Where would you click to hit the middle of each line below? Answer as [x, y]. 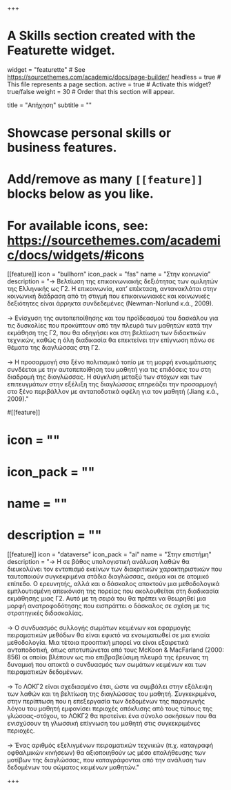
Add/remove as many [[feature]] [105, 179]
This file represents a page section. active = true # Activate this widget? [109, 84]
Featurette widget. [61, 51]
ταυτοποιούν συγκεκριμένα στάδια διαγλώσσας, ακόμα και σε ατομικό [108, 576]
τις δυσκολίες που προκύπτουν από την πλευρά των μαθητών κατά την [110, 326]
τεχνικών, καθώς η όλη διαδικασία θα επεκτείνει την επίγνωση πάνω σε [111, 340]
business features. [62, 148]
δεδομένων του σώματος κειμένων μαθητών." [73, 767]
